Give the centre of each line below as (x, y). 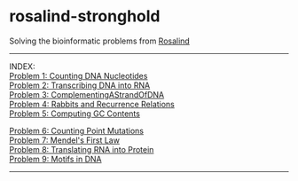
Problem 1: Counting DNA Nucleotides (78, 75)
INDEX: (22, 66)
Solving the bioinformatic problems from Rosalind (100, 41)
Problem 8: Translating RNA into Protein (82, 149)
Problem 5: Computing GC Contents (74, 114)
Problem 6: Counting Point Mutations (77, 130)
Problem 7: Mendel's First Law (64, 140)
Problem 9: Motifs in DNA (55, 159)
